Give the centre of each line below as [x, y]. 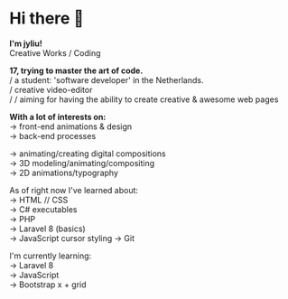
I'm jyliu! [26, 43]
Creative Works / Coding [55, 52]
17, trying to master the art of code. [76, 70]
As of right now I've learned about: [74, 190]
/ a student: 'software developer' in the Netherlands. [107, 79]
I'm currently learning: [51, 256]
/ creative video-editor [51, 89]
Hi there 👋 [46, 19]
